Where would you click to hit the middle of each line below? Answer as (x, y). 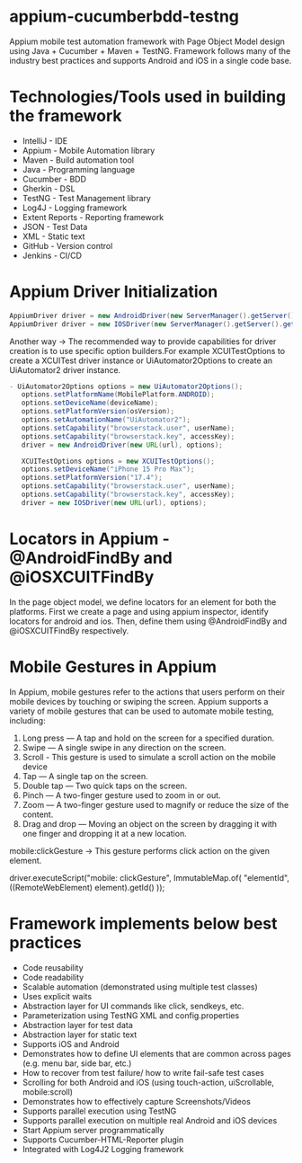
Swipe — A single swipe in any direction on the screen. (124, 747)
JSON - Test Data (55, 226)
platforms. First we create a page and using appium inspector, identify (139, 611)
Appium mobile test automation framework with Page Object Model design (147, 41)
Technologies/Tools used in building (148, 97)
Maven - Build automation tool (78, 160)
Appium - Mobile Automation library (89, 150)
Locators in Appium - (90, 539)
